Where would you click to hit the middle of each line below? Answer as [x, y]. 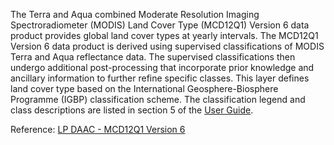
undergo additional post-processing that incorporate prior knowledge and [162, 67]
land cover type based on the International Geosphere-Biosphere [144, 88]
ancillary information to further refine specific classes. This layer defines [160, 78]
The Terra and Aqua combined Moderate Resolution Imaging [135, 14]
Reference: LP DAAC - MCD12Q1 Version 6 [98, 129]
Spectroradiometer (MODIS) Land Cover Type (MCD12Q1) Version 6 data [160, 25]
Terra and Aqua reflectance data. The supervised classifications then [153, 57]
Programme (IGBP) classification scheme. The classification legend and [158, 99]
